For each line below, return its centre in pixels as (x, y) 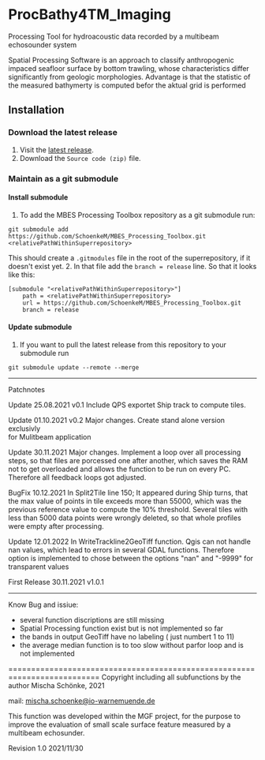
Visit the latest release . (57, 150)
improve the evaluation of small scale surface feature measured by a (119, 724)
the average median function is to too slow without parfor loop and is (132, 645)
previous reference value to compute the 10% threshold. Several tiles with (128, 509)
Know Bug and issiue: (43, 605)
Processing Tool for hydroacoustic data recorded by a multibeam (114, 36)
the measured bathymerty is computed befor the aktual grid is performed (127, 85)
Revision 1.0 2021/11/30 (46, 748)
